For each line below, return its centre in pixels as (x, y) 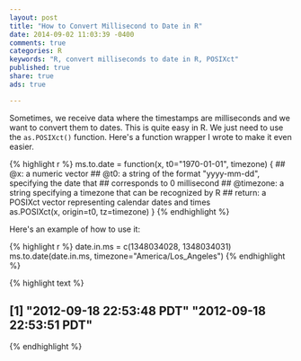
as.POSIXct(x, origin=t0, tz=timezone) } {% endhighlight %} (120, 211)
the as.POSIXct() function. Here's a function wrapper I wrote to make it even (150, 136)
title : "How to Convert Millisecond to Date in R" (106, 26)
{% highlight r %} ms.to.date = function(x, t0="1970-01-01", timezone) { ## (147, 163)
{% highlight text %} (47, 283)
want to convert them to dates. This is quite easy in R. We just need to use (146, 128)
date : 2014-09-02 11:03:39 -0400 (72, 34)
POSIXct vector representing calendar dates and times (110, 202)
